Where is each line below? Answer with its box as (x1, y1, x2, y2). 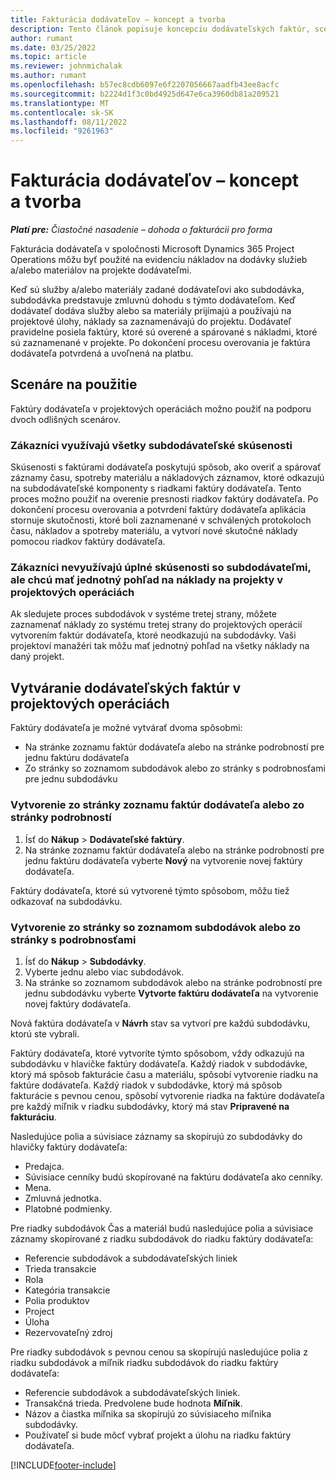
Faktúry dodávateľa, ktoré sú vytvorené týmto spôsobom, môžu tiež (10, 884, 290, 896)
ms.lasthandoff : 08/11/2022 (10, 117, 128, 127)
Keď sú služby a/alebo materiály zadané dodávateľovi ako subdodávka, (10, 284, 305, 296)
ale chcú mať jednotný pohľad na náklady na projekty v (10, 573, 284, 587)
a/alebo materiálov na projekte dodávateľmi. (10, 264, 192, 276)
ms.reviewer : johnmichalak (10, 61, 123, 71)
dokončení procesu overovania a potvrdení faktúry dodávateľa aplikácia (10, 504, 307, 516)
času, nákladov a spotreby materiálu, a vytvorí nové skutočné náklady (10, 525, 298, 537)
